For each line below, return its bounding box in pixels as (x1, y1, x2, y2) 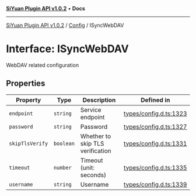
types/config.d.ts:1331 (123, 139, 187, 147)
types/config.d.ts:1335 (123, 163, 187, 171)
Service (80, 105, 101, 114)
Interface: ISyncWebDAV (6, 42, 129, 56)
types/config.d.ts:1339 (123, 180, 187, 188)
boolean (53, 140, 75, 147)
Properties (6, 78, 45, 88)
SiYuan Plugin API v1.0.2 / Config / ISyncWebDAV (6, 22, 124, 29)
